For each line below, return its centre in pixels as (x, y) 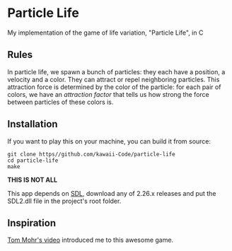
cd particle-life (33, 160)
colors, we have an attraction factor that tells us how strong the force (109, 94)
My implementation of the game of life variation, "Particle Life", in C (105, 33)
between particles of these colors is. (60, 102)
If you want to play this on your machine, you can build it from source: (109, 141)
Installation (33, 124)
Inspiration (32, 223)
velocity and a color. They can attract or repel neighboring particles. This (114, 79)
